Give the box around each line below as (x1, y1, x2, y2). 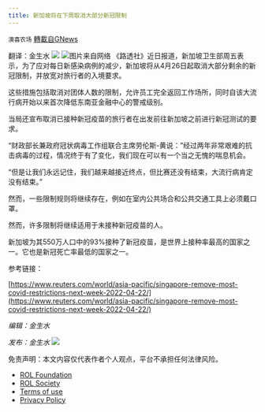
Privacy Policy (19, 395, 66, 404)
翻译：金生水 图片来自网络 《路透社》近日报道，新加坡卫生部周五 (8, 50, 237, 60)
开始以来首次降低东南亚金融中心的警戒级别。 (21, 97, 167, 106)
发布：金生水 (8, 337, 50, 347)
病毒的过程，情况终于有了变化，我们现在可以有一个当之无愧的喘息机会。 (14, 150, 250, 160)
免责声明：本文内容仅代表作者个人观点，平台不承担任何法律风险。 (8, 354, 222, 363)
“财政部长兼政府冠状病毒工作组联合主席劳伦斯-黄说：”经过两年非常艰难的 (8, 140, 246, 150)
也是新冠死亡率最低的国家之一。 (28, 247, 132, 256)
